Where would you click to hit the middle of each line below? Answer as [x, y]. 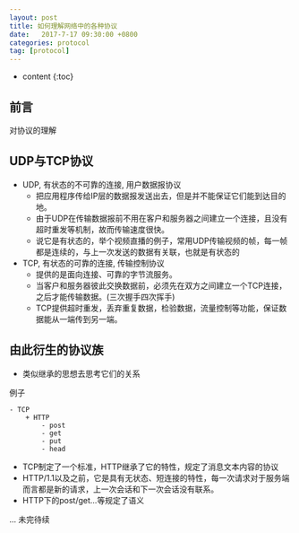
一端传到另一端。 [91, 319]
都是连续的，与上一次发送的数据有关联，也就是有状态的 [137, 251]
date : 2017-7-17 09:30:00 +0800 [74, 34]
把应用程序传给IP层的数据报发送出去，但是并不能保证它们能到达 [153, 196]
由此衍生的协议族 [56, 350]
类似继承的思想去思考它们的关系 [81, 373]
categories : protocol [50, 43]
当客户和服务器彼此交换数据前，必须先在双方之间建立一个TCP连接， [161, 285]
